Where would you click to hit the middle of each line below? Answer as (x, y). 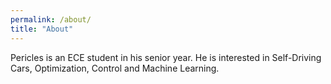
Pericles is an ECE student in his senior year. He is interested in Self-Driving (166, 57)
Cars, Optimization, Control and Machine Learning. (115, 68)
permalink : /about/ (51, 19)
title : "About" (42, 29)
